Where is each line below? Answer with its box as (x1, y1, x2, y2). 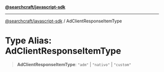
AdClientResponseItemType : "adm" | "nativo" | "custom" (17, 61, 132, 67)
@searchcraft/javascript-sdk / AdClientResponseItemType (5, 18, 122, 24)
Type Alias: (5, 35, 52, 46)
